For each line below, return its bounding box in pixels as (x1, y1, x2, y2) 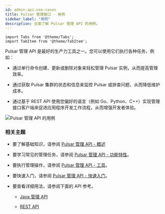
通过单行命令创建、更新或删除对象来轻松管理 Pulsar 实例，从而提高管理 (12, 65, 158, 71)
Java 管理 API (19, 194, 48, 200)
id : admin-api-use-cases (5, 7, 56, 12)
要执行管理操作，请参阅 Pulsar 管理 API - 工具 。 (12, 162, 110, 168)
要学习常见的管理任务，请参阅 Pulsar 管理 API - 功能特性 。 (12, 152, 132, 158)
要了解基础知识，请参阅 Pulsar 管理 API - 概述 (12, 141, 106, 147)
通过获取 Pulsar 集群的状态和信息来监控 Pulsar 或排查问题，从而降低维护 (12, 82, 160, 88)
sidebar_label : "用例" (5, 16, 51, 21)
